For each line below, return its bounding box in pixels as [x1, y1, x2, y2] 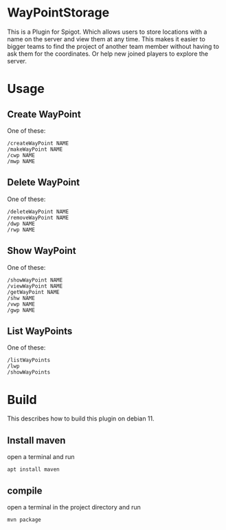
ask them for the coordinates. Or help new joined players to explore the [7, 50, 209, 58]
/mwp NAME [7, 158, 36, 165]
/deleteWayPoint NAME [7, 208, 69, 215]
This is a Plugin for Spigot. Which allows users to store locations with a [7, 28, 207, 36]
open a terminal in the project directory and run [7, 502, 141, 511]
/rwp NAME [7, 226, 36, 233]
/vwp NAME [7, 301, 36, 308]
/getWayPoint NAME [7, 288, 60, 295]
